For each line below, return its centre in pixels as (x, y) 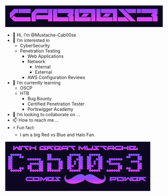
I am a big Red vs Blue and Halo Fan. (57, 135)
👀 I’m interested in (31, 40)
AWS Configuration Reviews (56, 77)
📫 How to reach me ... (35, 120)
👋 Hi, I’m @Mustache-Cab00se (44, 35)
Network (36, 62)
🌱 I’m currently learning (36, 83)
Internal (43, 67)
